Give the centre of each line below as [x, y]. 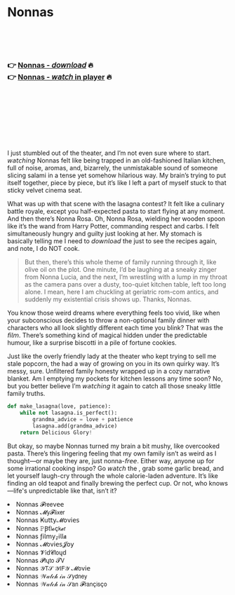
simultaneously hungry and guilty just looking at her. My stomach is [105, 234]
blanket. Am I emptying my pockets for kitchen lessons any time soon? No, [115, 378]
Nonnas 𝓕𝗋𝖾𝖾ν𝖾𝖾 [40, 504]
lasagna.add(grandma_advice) [75, 426]
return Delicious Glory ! [56, 432]
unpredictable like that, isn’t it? [73, 491]
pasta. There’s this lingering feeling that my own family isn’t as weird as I [112, 453]
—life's [18, 491]
